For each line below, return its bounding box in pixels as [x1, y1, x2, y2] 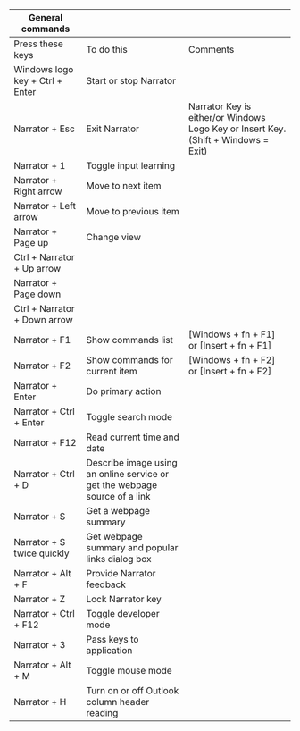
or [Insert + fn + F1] [188, 340, 272, 351]
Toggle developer [86, 608, 160, 619]
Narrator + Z [13, 593, 66, 605]
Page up [13, 237, 49, 248]
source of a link [86, 491, 151, 502]
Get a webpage [86, 505, 150, 517]
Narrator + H [13, 696, 67, 708]
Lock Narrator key [86, 593, 162, 605]
